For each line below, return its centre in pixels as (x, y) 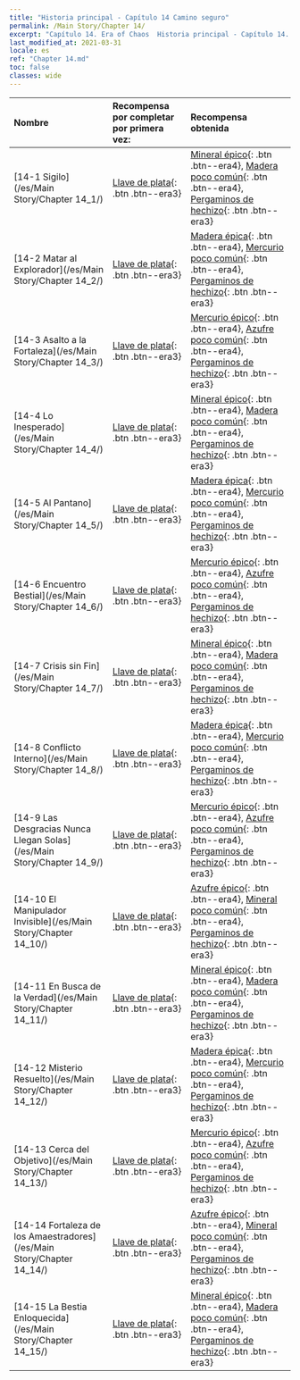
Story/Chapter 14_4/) (59, 449)
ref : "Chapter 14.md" (50, 59)
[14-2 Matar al (46, 258)
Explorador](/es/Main (59, 269)
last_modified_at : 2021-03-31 (66, 42)
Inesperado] (39, 427)
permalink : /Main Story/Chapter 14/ (77, 26)
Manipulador (40, 910)
